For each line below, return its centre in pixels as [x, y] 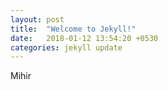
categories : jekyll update [66, 47]
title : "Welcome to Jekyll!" [73, 29]
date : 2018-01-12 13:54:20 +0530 [84, 38]
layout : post [37, 19]
